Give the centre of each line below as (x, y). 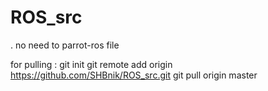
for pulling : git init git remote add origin (91, 64)
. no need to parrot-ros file (65, 45)
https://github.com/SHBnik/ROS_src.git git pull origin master (134, 75)
